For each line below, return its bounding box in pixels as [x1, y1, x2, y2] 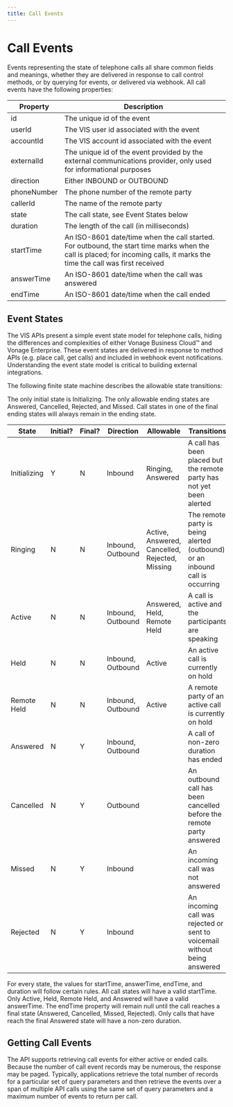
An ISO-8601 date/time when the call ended [64, 289, 210, 299]
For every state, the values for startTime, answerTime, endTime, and [7, 980, 202, 988]
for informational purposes [64, 164, 151, 174]
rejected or [188, 919, 224, 929]
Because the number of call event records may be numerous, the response [7, 1063, 221, 1071]
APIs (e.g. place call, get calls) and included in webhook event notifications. [7, 353, 223, 362]
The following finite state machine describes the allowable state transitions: [7, 382, 223, 390]
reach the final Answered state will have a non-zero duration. [7, 1017, 182, 1025]
